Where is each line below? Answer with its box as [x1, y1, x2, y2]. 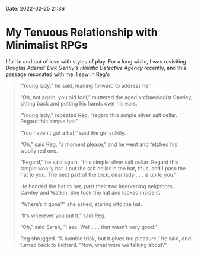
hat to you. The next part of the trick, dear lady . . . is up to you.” [20, 171, 177, 178]
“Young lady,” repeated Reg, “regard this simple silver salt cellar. [20, 111, 177, 118]
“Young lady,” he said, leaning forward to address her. [20, 82, 152, 89]
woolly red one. [20, 147, 59, 154]
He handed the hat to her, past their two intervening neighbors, [20, 182, 174, 189]
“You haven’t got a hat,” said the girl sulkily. [20, 129, 126, 136]
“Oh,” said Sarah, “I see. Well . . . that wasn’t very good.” [20, 223, 158, 230]
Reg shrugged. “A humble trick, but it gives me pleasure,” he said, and [20, 234, 191, 242]
